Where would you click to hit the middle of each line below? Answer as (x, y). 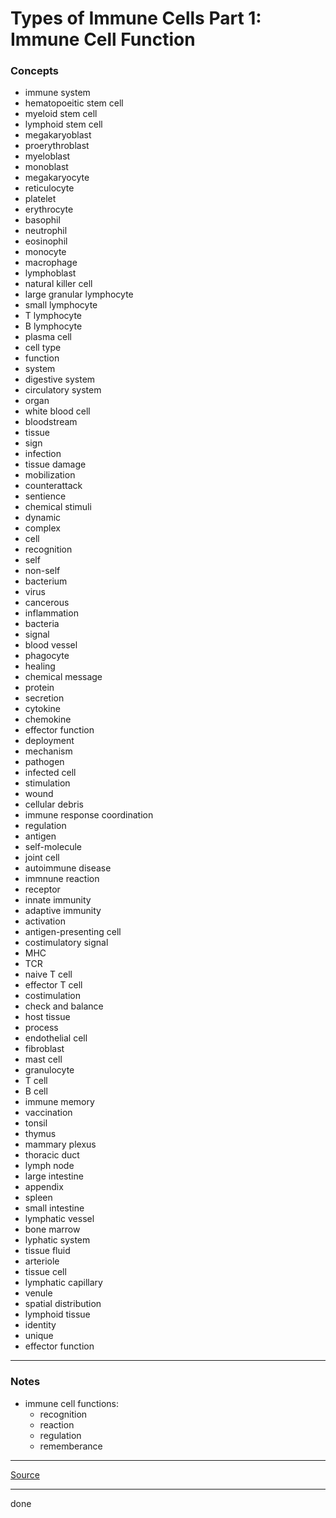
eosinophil (46, 241)
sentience (45, 496)
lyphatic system (57, 1240)
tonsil (36, 1123)
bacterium (46, 581)
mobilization (50, 475)
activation (45, 921)
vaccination (48, 1113)
